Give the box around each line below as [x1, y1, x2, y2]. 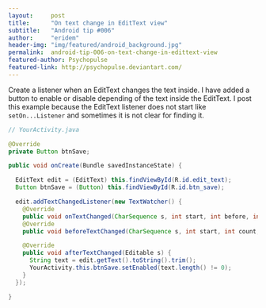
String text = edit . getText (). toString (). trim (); [28, 256, 196, 264]
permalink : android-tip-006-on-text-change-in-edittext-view [8, 48, 218, 56]
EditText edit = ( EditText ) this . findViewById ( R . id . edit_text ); [15, 176, 232, 184]
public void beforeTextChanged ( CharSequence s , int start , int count [22, 227, 257, 235]
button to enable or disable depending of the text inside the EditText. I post [8, 93, 252, 103]
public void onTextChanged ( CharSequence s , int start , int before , [22, 212, 249, 221]
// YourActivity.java [8, 125, 80, 133]
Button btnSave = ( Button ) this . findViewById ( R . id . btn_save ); [15, 183, 225, 191]
